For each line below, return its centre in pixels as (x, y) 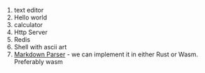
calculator (28, 25)
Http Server (30, 32)
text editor (29, 10)
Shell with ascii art (40, 47)
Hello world (30, 17)
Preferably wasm (38, 62)
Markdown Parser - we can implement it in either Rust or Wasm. (106, 54)
